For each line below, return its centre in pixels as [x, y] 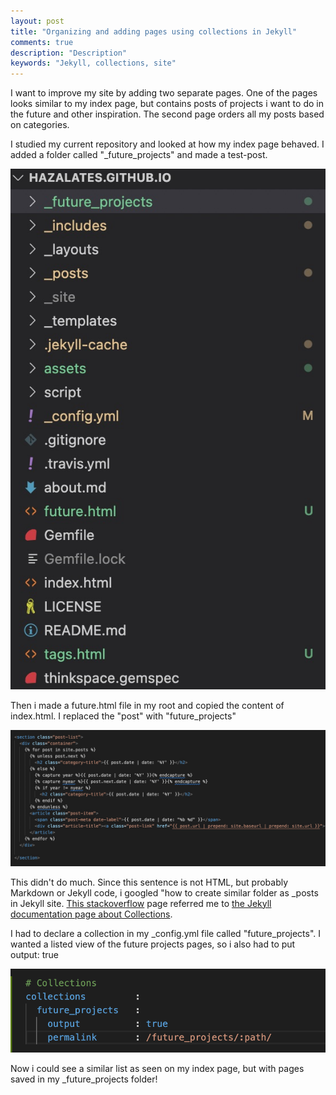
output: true [34, 954]
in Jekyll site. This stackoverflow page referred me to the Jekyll [141, 903]
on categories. [40, 125]
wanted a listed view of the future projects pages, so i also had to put [153, 944]
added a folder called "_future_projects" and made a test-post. [139, 155]
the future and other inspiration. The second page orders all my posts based [167, 114]
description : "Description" [69, 53]
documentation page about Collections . [91, 914]
